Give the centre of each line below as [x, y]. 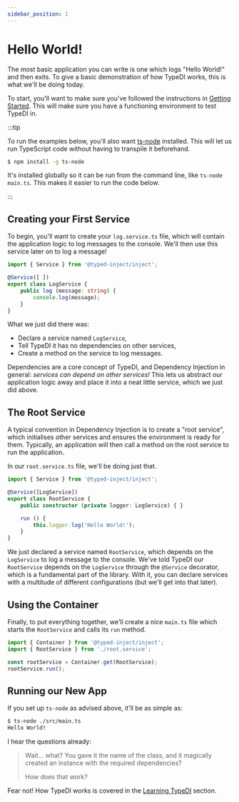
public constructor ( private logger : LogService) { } [102, 505]
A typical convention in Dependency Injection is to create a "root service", [116, 430]
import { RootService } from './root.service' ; [80, 649]
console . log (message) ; [67, 297]
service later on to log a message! [57, 251]
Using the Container [53, 605]
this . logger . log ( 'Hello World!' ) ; [84, 525]
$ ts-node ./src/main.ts [44, 721]
